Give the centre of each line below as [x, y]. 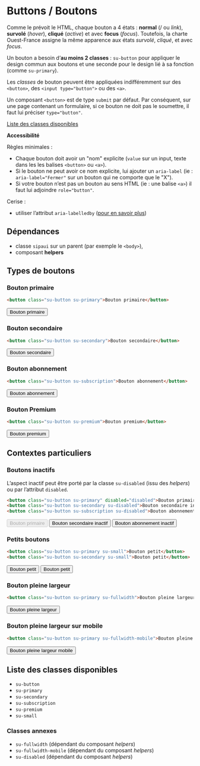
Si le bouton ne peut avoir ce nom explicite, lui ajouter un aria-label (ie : [104, 171]
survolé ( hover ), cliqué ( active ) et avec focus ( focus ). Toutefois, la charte [97, 33]
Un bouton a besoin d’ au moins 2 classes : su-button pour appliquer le [93, 58]
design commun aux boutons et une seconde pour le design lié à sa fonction [100, 64]
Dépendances [33, 232]
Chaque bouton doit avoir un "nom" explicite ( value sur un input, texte [101, 158]
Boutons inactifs [31, 470]
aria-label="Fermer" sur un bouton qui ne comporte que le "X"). [94, 177]
